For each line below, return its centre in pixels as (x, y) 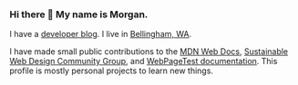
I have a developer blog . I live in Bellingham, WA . (101, 34)
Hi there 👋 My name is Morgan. (79, 14)
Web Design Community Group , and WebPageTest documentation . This (144, 61)
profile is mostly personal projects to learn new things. (112, 71)
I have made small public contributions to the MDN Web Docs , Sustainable (149, 52)
